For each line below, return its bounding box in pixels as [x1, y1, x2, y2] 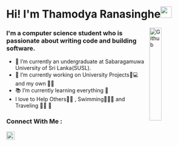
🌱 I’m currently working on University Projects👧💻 [15, 71, 139, 78]
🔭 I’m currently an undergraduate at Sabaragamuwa [15, 58, 144, 65]
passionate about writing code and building [6, 36, 137, 45]
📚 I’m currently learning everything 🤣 [15, 87, 109, 94]
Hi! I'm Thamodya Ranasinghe [6, 7, 161, 21]
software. [6, 44, 36, 53]
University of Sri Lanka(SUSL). [15, 64, 91, 72]
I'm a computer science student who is [6, 29, 123, 38]
